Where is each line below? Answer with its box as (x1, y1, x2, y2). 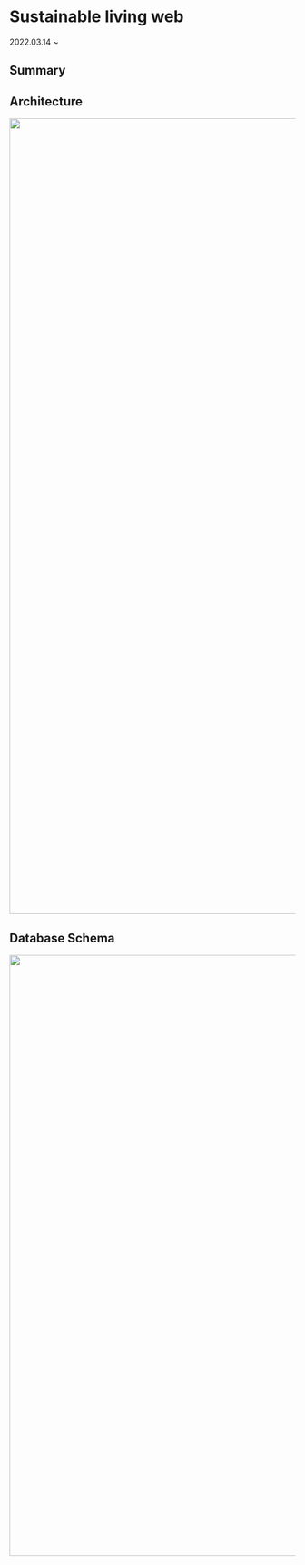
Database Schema (9, 930, 115, 946)
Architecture (9, 94, 84, 109)
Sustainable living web (9, 6, 184, 27)
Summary (9, 63, 66, 78)
